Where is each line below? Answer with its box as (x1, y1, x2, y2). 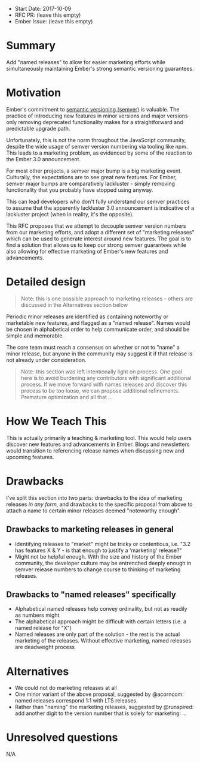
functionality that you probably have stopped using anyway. (6, 186, 153, 194)
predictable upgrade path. (6, 125, 70, 132)
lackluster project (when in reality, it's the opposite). (6, 210, 134, 218)
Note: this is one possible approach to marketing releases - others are (20, 295, 193, 302)
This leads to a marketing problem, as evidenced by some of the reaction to (6, 149, 192, 156)
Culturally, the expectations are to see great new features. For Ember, (6, 173, 177, 180)
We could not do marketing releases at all (14, 684, 118, 692)
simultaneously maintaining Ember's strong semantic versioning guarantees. (6, 65, 194, 72)
